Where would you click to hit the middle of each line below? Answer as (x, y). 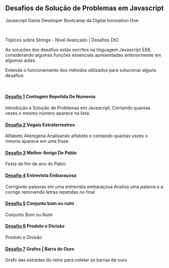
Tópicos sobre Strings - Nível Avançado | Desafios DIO (62, 40)
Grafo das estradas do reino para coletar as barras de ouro (66, 260)
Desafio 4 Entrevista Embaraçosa (41, 175)
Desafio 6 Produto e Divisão (35, 226)
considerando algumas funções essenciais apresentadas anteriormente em (83, 55)
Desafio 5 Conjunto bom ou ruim (40, 204)
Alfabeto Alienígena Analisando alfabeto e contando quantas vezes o (77, 136)
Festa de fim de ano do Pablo (36, 164)
